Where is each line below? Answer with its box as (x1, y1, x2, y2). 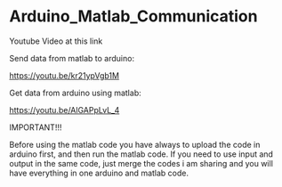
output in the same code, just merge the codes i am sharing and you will (9, 158, 274, 168)
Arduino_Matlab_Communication (9, 6, 258, 27)
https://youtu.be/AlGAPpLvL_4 (9, 104, 120, 115)
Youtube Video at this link (9, 36, 103, 46)
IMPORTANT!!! (9, 122, 62, 133)
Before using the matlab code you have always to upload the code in (9, 139, 261, 150)
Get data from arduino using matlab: (9, 87, 141, 98)
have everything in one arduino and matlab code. (9, 167, 189, 178)
